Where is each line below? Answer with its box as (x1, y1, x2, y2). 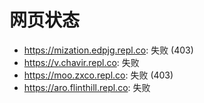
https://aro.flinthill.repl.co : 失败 (23, 81, 151, 93)
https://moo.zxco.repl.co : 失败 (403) (23, 69, 174, 81)
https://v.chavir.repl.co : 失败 (23, 56, 140, 68)
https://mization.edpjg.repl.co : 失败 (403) (23, 44, 194, 56)
